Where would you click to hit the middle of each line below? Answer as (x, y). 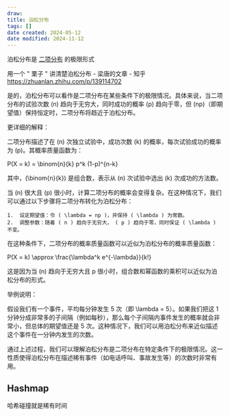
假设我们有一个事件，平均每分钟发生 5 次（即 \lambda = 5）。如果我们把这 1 (113, 309)
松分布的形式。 (28, 280)
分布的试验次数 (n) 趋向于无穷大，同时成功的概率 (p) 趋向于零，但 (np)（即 (112, 104)
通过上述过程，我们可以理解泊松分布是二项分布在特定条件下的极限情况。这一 (115, 349)
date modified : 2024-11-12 (46, 39)
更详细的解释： (28, 127)
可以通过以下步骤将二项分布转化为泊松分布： (70, 201)
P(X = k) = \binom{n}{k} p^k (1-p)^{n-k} (63, 164)
